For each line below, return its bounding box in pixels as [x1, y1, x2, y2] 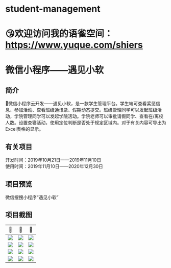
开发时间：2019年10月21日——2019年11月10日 [5, 157, 102, 163]
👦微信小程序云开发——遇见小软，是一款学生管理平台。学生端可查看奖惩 [5, 101, 156, 107]
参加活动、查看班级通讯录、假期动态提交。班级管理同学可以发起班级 [14, 107, 157, 113]
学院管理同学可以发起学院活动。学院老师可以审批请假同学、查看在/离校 [14, 113, 164, 119]
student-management [5, 3, 101, 15]
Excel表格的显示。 [5, 126, 44, 132]
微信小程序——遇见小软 [5, 64, 104, 76]
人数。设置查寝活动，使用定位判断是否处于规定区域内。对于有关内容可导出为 [5, 119, 166, 126]
